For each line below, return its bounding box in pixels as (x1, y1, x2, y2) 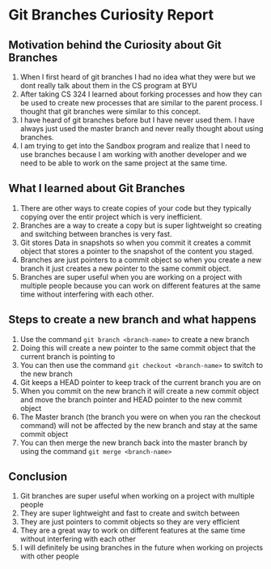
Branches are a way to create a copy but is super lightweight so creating (19, 220, 262, 230)
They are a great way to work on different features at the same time (19, 525, 246, 536)
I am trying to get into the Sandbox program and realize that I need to (19, 141, 251, 151)
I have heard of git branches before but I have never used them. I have (19, 115, 255, 125)
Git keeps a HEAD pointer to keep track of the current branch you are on (19, 377, 261, 387)
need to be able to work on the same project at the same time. (19, 158, 228, 168)
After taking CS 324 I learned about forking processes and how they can (19, 89, 262, 99)
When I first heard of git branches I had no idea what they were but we (19, 72, 256, 82)
